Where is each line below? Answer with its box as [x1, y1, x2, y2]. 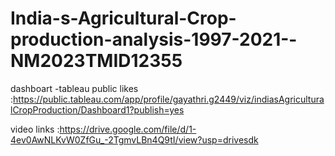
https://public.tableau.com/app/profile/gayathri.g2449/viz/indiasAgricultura [13, 93, 325, 105]
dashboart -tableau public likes [10, 82, 139, 94]
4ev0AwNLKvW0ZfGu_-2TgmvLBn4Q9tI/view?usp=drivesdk [10, 133, 259, 146]
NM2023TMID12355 [10, 50, 183, 72]
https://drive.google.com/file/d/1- [59, 123, 197, 135]
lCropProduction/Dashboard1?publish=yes [10, 103, 185, 116]
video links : [10, 123, 60, 135]
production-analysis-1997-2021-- [10, 28, 298, 51]
